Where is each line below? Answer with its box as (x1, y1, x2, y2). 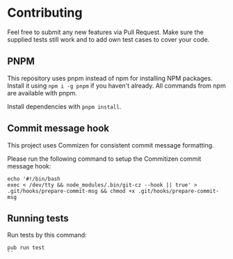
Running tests (7, 212, 70, 224)
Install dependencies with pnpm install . (7, 102, 122, 111)
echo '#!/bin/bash (7, 175, 61, 182)
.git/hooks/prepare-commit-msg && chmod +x (7, 187, 136, 194)
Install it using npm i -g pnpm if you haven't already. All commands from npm (7, 81, 226, 90)
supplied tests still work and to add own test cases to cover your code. (7, 35, 210, 43)
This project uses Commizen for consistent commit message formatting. (7, 141, 214, 149)
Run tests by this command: (7, 231, 87, 240)
